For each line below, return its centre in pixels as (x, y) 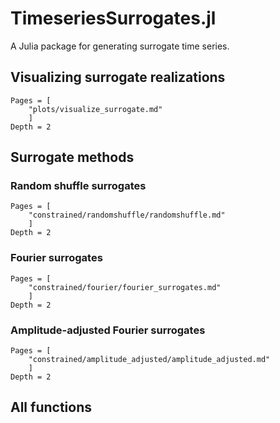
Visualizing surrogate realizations (118, 77)
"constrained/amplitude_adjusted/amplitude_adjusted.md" (149, 360)
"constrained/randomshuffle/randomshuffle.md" (127, 215)
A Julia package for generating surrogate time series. (120, 46)
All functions (51, 407)
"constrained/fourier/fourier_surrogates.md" (125, 287)
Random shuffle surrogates (78, 186)
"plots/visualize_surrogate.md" (95, 109)
